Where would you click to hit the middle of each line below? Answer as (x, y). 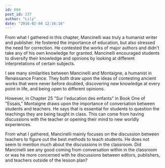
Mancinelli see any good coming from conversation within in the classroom (81, 150)
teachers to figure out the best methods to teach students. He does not (77, 139)
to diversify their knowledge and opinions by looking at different (70, 58)
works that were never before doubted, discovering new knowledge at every (83, 84)
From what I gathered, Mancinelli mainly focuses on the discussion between (82, 134)
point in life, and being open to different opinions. (55, 89)
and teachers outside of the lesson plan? (46, 160)
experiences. (18, 125)
